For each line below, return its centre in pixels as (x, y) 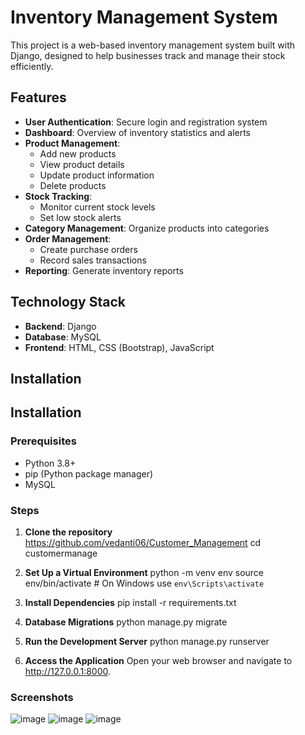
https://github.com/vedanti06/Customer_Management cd (143, 542)
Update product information (97, 175)
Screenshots (42, 697)
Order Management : (68, 238)
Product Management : (72, 143)
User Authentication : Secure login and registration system (146, 122)
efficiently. (32, 66)
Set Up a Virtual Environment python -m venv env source (144, 572)
